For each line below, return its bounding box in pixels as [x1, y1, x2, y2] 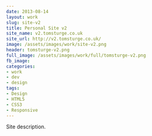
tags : [6, 85, 19, 91]
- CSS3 [6, 101, 22, 108]
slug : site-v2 [6, 19, 41, 25]
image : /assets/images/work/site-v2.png [6, 42, 107, 48]
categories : [6, 63, 35, 69]
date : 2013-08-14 [6, 8, 49, 15]
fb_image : [6, 58, 31, 64]
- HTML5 [6, 96, 25, 102]
